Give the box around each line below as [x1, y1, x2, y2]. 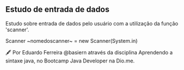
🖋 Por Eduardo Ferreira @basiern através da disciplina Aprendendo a [5, 49, 173, 56]
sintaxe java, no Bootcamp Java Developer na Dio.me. [5, 57, 135, 64]
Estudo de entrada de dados [5, 5, 110, 14]
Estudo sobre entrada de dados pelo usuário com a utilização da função [5, 20, 179, 27]
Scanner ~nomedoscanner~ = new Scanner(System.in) [5, 37, 138, 44]
